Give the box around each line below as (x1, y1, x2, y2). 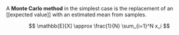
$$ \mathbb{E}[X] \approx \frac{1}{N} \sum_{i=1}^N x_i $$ (28, 23, 170, 29)
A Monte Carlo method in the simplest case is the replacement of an (6, 5, 173, 12)
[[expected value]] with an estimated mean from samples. (6, 11, 147, 18)
